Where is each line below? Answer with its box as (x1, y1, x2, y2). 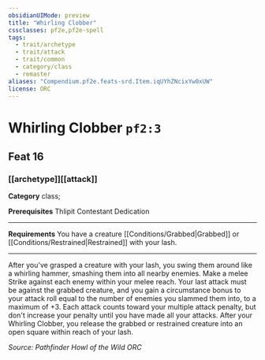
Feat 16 (8, 150, 44, 163)
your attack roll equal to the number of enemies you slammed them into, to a (8, 294, 256, 303)
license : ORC (8, 84, 51, 93)
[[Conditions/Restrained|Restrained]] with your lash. (8, 238, 177, 247)
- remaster (15, 70, 51, 78)
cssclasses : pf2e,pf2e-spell (8, 26, 104, 34)
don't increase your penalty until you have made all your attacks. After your (8, 310, 253, 320)
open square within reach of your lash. (8, 328, 134, 337)
